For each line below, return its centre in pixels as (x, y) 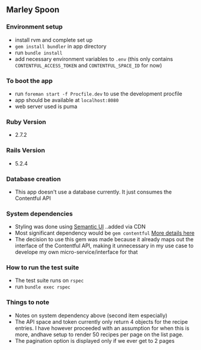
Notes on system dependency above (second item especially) (91, 315)
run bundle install (39, 53)
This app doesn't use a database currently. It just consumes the (93, 192)
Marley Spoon (33, 10)
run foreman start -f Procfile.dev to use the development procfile (98, 93)
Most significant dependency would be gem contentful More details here (105, 233)
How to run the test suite (43, 268)
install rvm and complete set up (54, 40)
